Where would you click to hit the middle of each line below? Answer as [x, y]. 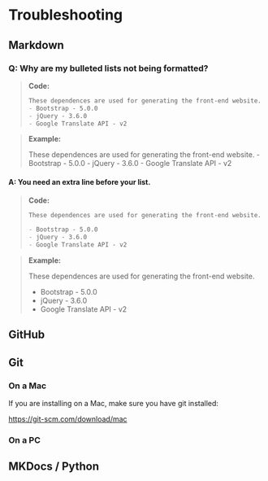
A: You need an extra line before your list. [80, 181]
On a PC [24, 440]
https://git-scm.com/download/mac [68, 419]
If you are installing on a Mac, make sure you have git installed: [114, 404]
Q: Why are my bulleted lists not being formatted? [108, 68]
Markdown [37, 45]
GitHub [27, 335]
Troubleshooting [66, 15]
